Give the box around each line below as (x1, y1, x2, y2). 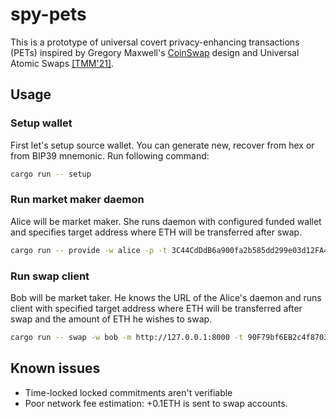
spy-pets (10, 3, 87, 26)
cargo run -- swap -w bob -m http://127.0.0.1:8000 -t (10, 332, 244, 342)
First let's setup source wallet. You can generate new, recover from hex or (10, 139, 315, 151)
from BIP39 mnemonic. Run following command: (10, 149, 210, 162)
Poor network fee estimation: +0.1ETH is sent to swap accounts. (24, 397, 288, 409)
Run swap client (10, 269, 90, 283)
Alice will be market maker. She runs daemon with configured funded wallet (10, 215, 322, 227)
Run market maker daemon (10, 193, 145, 207)
